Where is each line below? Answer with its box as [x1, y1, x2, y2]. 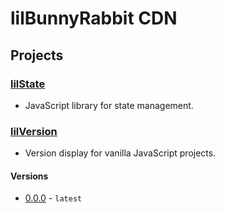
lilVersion [10, 124, 58, 138]
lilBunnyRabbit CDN [10, 7, 178, 30]
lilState [10, 77, 46, 91]
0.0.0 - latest [24, 192, 83, 204]
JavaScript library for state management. [24, 99, 194, 111]
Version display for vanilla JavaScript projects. [24, 147, 217, 159]
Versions [10, 170, 49, 182]
